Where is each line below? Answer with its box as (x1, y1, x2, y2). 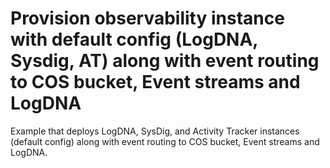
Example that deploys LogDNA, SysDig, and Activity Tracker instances (10, 125, 300, 137)
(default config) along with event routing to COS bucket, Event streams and (10, 135, 320, 147)
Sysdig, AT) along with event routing (10, 50, 320, 72)
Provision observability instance (10, 7, 285, 30)
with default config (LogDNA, (10, 28, 258, 51)
